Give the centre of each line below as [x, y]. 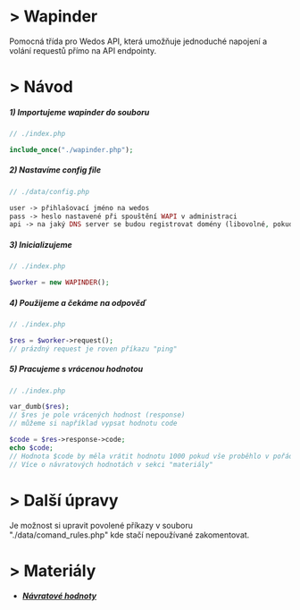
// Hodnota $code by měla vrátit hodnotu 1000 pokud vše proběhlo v [139, 456]
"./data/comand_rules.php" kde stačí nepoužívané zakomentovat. [129, 535]
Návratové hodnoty [59, 596]
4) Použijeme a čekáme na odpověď [78, 302]
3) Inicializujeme [41, 244]
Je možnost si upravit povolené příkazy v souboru [101, 525]
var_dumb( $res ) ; [39, 407]
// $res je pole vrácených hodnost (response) [97, 415]
